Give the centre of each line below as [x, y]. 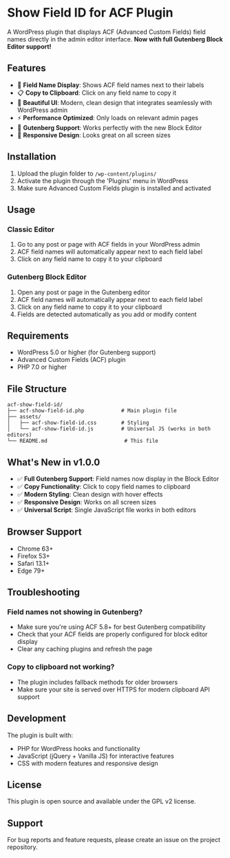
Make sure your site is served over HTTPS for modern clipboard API [113, 689]
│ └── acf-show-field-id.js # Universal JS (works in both [109, 429]
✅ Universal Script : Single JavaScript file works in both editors [106, 510]
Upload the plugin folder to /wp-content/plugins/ [87, 173]
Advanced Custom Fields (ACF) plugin [71, 360]
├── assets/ [24, 417]
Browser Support [45, 532]
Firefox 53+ [33, 556]
